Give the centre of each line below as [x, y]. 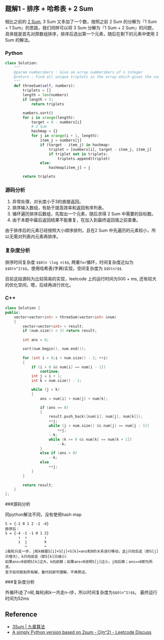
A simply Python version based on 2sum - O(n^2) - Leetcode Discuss [82, 632]
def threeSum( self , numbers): [45, 86]
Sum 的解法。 [19, 40]
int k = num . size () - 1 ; [56, 381]
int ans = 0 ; [36, 340]
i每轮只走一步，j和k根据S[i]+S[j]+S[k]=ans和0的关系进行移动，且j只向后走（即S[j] [82, 551]
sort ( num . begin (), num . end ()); [54, 349]
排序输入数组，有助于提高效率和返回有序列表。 [59, 208]
